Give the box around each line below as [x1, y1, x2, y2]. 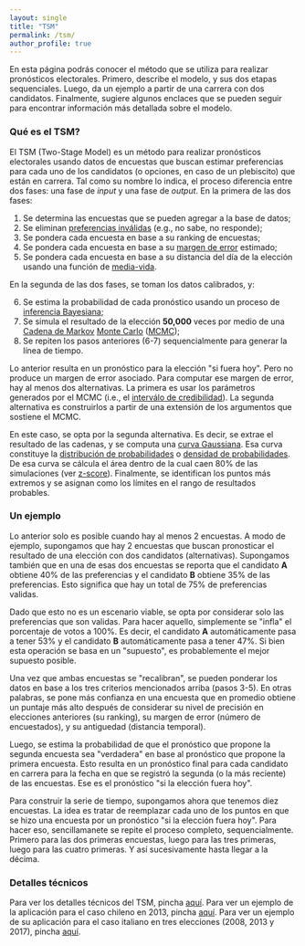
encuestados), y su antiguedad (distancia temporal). [9, 720, 206, 731]
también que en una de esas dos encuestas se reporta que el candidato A [9, 559, 288, 571]
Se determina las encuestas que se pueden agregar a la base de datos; [22, 212, 291, 224]
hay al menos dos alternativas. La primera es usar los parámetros [9, 382, 256, 393]
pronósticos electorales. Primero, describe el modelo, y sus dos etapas [9, 74, 277, 85]
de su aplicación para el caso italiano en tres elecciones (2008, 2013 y [9, 917, 275, 928]
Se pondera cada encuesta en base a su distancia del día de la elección [22, 251, 293, 262]
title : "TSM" [9, 22, 59, 31]
